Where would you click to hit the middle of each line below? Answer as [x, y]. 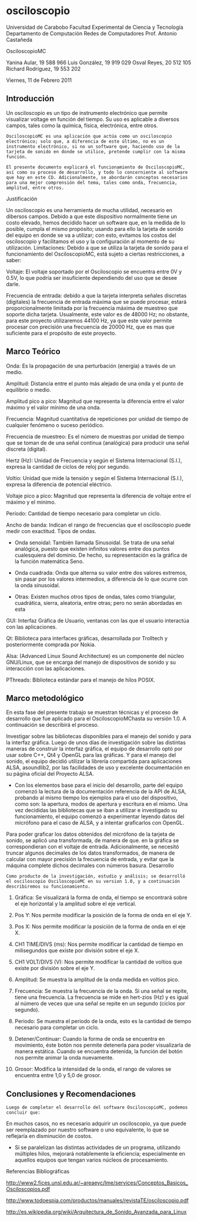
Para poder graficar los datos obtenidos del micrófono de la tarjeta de [91, 834]
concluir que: [24, 1113]
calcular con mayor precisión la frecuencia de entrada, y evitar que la [90, 859]
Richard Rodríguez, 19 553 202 [44, 68]
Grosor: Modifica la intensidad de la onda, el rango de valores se [93, 1069]
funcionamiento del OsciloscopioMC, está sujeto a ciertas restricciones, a [95, 254]
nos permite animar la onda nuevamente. [64, 1058]
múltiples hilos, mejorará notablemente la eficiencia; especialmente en [100, 1154]
